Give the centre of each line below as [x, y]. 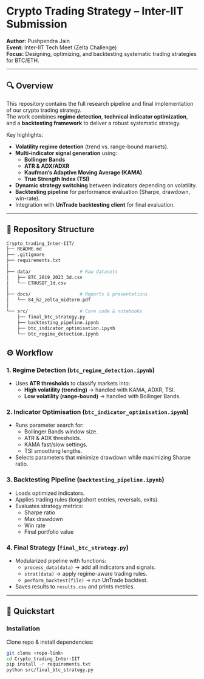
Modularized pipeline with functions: [61, 561]
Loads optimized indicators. [50, 493]
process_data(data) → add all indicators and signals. [90, 567]
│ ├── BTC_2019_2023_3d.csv [45, 277]
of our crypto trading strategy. [44, 110]
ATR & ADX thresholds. [53, 438]
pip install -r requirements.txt [49, 664]
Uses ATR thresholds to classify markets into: [73, 384]
